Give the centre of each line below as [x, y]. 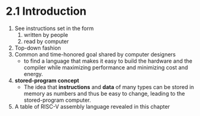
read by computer [46, 41]
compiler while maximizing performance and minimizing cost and [106, 67]
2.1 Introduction [46, 11]
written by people [46, 34]
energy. [33, 74]
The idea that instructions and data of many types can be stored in [109, 87]
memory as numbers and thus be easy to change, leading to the [104, 93]
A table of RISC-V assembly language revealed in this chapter [92, 106]
